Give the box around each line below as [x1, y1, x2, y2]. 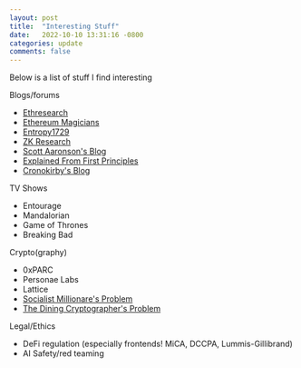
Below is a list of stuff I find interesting [9, 72, 152, 83]
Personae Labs [22, 274, 79, 285]
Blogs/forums [9, 90, 61, 101]
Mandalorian [22, 210, 70, 221]
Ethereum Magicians [22, 117, 100, 128]
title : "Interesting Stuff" [9, 22, 120, 31]
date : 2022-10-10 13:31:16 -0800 [9, 30, 144, 39]
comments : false [9, 47, 71, 56]
